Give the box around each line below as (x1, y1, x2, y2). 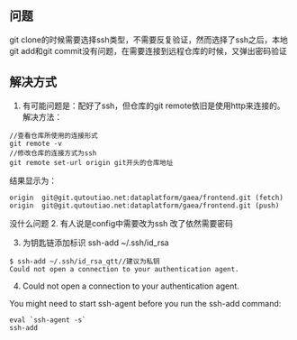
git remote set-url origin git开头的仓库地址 (9, 158, 174, 167)
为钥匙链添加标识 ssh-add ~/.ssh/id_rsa (22, 237, 169, 248)
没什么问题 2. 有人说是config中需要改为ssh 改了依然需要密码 (9, 217, 234, 228)
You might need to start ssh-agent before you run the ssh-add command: (9, 298, 282, 308)
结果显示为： (9, 175, 57, 186)
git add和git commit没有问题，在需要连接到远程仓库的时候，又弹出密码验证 (9, 45, 287, 56)
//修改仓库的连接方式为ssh (9, 148, 97, 158)
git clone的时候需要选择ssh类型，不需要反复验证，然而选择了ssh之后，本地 (9, 34, 288, 45)
